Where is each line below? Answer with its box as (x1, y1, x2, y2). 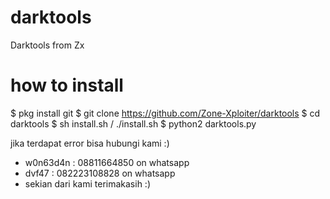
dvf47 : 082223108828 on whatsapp (24, 167, 176, 179)
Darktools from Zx (10, 39, 85, 51)
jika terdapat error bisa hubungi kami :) (10, 137, 170, 149)
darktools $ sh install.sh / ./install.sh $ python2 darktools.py (10, 117, 257, 130)
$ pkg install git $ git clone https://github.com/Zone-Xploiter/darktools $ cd (10, 107, 321, 119)
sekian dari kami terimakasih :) (24, 177, 152, 190)
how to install (10, 74, 124, 97)
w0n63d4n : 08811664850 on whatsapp (24, 156, 190, 168)
